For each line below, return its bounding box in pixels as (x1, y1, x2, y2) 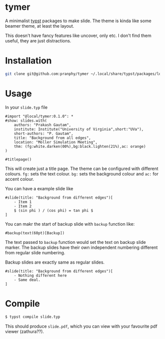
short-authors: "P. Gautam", (14, 131, 74, 136)
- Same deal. (14, 277, 41, 282)
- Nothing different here (14, 273, 67, 278)
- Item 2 (14, 203, 32, 208)
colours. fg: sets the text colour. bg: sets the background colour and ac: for (5, 170, 159, 176)
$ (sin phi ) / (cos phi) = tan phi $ (14, 208, 93, 213)
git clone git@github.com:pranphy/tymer (5, 71, 89, 76)
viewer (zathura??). (5, 328, 44, 334)
